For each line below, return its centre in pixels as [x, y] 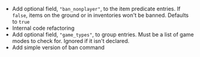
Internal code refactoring [43, 28]
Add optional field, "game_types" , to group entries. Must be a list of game [103, 35]
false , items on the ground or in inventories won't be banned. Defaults [100, 15]
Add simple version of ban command [58, 47]
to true [21, 22]
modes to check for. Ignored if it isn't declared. [71, 41]
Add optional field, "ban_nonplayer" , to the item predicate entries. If [96, 9]
